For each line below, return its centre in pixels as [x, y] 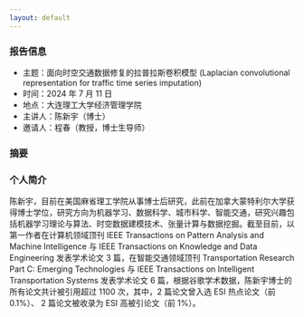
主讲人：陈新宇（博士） [66, 116]
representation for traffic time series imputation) [112, 82]
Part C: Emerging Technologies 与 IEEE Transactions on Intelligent [132, 269]
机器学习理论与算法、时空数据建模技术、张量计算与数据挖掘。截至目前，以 [156, 224]
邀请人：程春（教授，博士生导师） [86, 127]
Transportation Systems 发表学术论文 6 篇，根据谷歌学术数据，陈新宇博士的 [151, 281]
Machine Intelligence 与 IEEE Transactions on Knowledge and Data [133, 246]
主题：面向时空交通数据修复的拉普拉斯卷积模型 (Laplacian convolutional [156, 72]
